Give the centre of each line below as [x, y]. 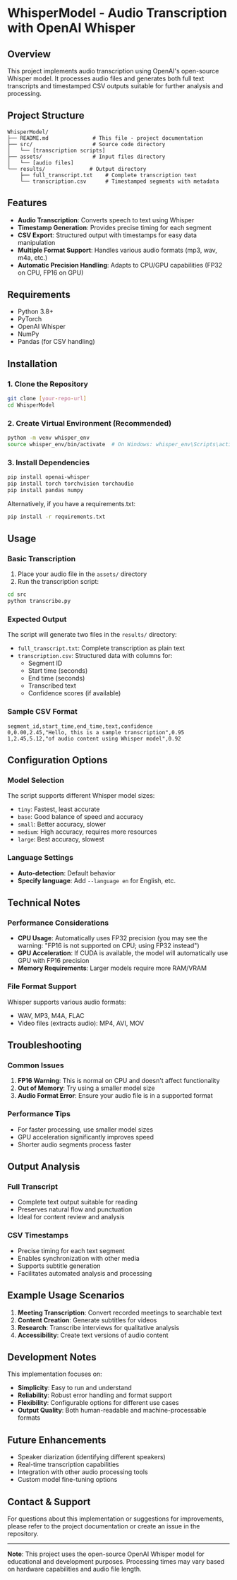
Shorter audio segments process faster [74, 1144]
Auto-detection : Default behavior [67, 873]
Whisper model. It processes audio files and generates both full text [106, 78]
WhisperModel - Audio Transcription [117, 13]
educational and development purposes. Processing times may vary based [116, 1561]
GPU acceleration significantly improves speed [85, 1137]
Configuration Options [57, 760]
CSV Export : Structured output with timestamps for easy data [107, 235]
